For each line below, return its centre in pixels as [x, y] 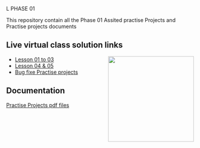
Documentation [36, 91]
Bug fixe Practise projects [46, 72]
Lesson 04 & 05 [34, 65]
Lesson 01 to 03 [34, 59]
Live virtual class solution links [65, 45]
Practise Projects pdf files [38, 105]
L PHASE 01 [21, 9]
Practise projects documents [41, 26]
